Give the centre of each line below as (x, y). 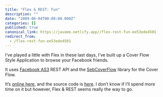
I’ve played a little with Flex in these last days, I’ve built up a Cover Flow (77, 55)
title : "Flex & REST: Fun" (33, 9)
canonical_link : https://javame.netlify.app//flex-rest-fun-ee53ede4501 (81, 32)
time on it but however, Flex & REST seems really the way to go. (69, 89)
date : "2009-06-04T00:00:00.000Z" (40, 18)
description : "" (22, 14)
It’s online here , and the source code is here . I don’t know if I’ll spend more (80, 84)
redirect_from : (21, 37)
